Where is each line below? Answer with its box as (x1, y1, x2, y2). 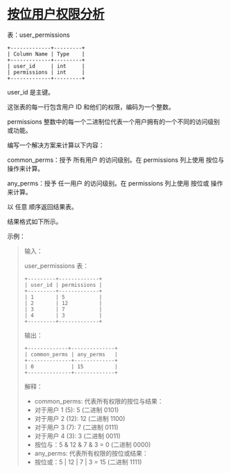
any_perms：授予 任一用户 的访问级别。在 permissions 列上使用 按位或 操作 (7, 179, 223, 188)
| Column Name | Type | (7, 50, 85, 58)
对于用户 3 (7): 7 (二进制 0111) (34, 423, 119, 431)
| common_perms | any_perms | (24, 351, 118, 358)
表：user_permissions (7, 31, 71, 39)
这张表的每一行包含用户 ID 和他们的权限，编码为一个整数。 (7, 102, 175, 111)
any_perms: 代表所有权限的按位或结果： (34, 449, 148, 457)
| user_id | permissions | (24, 281, 103, 288)
